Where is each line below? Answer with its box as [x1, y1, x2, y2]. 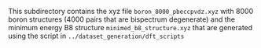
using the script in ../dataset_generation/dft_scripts [8, 31, 185, 40]
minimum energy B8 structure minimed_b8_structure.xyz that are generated [8, 23, 253, 32]
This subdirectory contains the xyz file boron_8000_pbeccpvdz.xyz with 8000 [8, 7, 254, 15]
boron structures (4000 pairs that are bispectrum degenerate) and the [8, 15, 236, 24]
